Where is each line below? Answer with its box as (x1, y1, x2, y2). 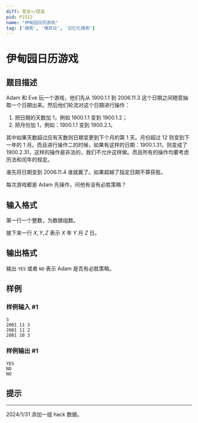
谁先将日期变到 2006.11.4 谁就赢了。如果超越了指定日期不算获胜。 (6, 168, 166, 176)
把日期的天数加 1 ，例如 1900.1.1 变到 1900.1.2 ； (14, 114, 128, 121)
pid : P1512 (6, 14, 33, 20)
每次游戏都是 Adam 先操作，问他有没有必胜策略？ (6, 181, 127, 189)
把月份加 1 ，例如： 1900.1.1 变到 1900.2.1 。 (14, 121, 116, 128)
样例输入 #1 (6, 303, 38, 311)
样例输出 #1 (6, 347, 38, 355)
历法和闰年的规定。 (6, 156, 53, 163)
